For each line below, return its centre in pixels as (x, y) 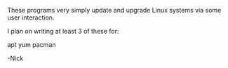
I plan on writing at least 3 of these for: (63, 31)
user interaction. (31, 18)
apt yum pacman (32, 45)
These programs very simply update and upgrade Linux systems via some (114, 10)
